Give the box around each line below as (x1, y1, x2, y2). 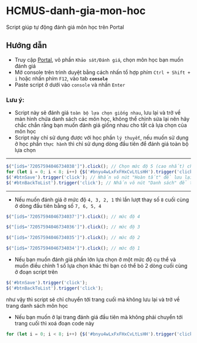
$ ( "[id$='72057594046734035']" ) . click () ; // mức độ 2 (6, 235, 141, 241)
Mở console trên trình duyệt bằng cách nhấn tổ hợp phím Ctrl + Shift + (14, 69, 191, 76)
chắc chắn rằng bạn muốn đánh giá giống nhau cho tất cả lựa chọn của (14, 122, 188, 129)
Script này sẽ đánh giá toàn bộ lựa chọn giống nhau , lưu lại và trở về (14, 109, 181, 116)
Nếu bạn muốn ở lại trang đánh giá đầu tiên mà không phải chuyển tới (14, 313, 183, 321)
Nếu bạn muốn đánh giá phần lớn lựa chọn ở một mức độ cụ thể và (14, 256, 176, 263)
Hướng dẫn (6, 41, 47, 51)
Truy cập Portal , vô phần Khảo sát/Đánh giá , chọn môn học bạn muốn (14, 56, 184, 63)
